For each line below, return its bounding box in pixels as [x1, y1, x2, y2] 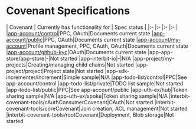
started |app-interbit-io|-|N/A [60, 55, 132, 62]
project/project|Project [6, 67, 61, 74]
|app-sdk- [104, 67, 130, 74]
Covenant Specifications [6, 4, 130, 18]
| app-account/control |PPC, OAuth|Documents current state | [6, 29, 154, 37]
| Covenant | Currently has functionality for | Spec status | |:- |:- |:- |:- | [6, 24, 178, 31]
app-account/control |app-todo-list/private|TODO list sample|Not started [6, 80, 184, 87]
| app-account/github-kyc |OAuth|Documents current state [6, 48, 146, 55]
